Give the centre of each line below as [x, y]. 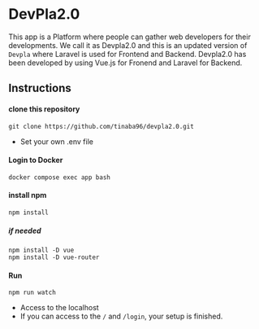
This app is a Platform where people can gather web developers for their [130, 37]
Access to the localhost [59, 308]
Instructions [40, 88]
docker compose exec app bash [60, 177]
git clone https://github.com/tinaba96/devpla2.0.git [101, 126]
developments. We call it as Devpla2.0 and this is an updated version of [128, 45]
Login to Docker [36, 160]
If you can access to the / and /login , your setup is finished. [121, 316]
